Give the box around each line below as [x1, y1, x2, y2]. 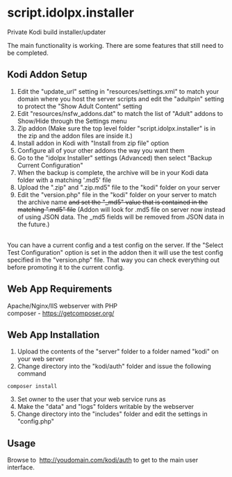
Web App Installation [7, 328, 100, 341]
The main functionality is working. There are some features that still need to [7, 41, 224, 49]
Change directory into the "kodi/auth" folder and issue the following [17, 362, 212, 371]
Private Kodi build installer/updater [7, 28, 106, 36]
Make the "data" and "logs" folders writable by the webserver [17, 403, 194, 411]
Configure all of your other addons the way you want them [17, 146, 185, 154]
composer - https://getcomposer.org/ [7, 309, 115, 317]
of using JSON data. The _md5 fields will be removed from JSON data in [17, 212, 224, 221]
